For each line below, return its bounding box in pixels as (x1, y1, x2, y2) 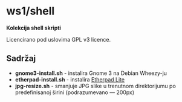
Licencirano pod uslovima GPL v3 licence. (6, 36, 111, 43)
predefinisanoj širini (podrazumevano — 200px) (15, 89, 135, 96)
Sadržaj (6, 53, 36, 64)
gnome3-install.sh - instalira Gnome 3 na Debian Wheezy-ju (15, 69, 167, 77)
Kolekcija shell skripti (6, 24, 62, 31)
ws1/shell (6, 4, 55, 18)
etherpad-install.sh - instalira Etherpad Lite (15, 75, 125, 83)
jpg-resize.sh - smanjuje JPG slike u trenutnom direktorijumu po (15, 82, 177, 89)
